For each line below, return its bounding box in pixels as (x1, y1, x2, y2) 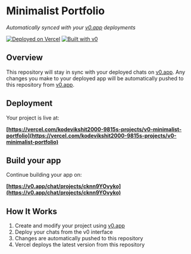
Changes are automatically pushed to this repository (14, 235, 143, 242)
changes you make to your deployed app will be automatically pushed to (6, 74, 184, 81)
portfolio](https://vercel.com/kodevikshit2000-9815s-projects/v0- (6, 132, 177, 139)
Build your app (6, 155, 61, 165)
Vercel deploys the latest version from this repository (14, 241, 145, 248)
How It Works (6, 206, 58, 217)
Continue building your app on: (6, 171, 82, 178)
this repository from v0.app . (6, 81, 74, 88)
